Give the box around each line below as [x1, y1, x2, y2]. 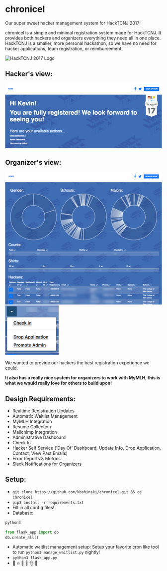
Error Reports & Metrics [12, 456, 61, 461]
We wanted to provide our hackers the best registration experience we [5, 360, 150, 366]
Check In [12, 440, 31, 445]
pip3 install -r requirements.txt [12, 500, 84, 505]
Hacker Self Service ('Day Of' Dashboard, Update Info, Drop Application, [12, 445, 161, 451]
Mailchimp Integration [12, 429, 57, 435]
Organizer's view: [5, 158, 62, 167]
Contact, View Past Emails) [12, 450, 68, 456]
